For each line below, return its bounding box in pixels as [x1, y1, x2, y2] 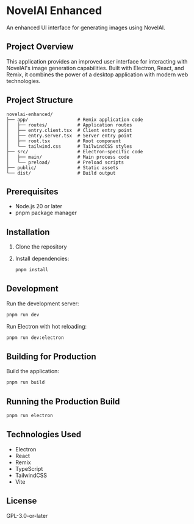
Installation [6, 227, 50, 237]
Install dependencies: [15, 255, 70, 263]
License [6, 496, 37, 506]
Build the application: [6, 368, 60, 375]
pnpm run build [6, 379, 45, 385]
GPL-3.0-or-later [6, 512, 48, 519]
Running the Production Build [6, 396, 120, 407]
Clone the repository [15, 243, 67, 250]
